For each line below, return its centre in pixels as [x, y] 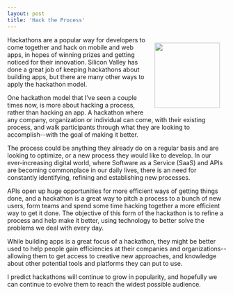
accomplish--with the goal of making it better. [73, 134]
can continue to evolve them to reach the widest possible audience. [104, 284]
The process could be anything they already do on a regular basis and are [113, 148]
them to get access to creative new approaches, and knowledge [124, 256]
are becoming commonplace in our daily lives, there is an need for [102, 170]
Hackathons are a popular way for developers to [77, 40]
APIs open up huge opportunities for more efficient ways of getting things [113, 191]
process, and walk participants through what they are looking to [98, 127]
